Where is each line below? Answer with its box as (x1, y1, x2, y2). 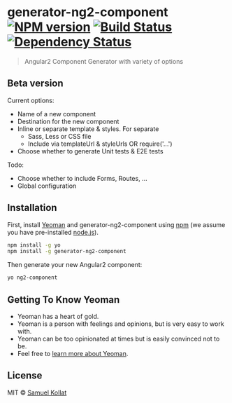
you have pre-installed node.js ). (7, 228, 99, 236)
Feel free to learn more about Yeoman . (17, 350, 129, 357)
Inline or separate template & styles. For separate (17, 124, 159, 133)
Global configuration (17, 182, 77, 190)
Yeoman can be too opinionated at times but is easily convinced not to (17, 334, 220, 343)
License (7, 369, 43, 382)
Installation (7, 202, 57, 214)
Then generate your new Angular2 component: (7, 261, 143, 269)
